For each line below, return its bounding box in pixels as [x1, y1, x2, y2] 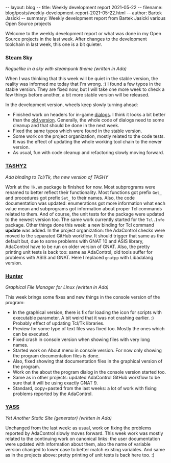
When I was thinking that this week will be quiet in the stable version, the [5, 76, 158, 82]
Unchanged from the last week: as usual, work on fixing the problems [5, 425, 152, 431]
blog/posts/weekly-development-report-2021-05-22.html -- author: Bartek [5, 10, 162, 16]
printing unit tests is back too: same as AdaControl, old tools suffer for [5, 249, 153, 255]
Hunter [5, 273, 23, 280]
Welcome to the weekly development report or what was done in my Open [5, 31, 162, 36]
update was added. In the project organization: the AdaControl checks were [5, 227, 165, 233]
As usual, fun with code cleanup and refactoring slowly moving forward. [12, 150, 164, 156]
